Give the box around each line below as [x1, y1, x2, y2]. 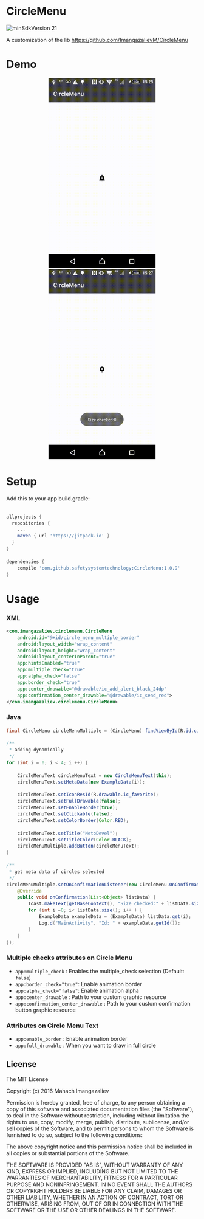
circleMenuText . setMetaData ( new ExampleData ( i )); [17, 779, 146, 785]
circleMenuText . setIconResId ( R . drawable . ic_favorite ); [17, 792, 159, 798]
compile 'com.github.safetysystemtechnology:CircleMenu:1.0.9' [17, 565, 181, 571]
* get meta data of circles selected [8, 868, 104, 875]
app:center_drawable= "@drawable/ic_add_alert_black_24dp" [17, 686, 167, 692]
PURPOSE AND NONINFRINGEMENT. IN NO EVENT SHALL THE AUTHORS [6, 1181, 193, 1188]
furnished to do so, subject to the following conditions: [6, 1131, 143, 1138]
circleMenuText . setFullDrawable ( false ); [17, 798, 121, 804]
